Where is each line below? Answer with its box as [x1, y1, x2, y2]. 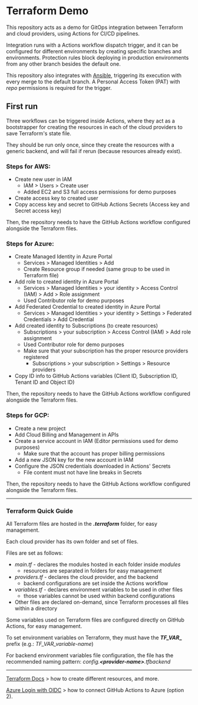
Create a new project [14, 425, 66, 432]
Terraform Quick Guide [6, 507, 74, 515]
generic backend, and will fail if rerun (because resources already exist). [6, 147, 182, 154]
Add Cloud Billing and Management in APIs [14, 431, 119, 438]
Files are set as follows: [6, 549, 63, 557]
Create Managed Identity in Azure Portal [14, 253, 113, 260]
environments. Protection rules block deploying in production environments [6, 54, 189, 61]
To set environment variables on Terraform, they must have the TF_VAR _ [6, 634, 182, 641]
